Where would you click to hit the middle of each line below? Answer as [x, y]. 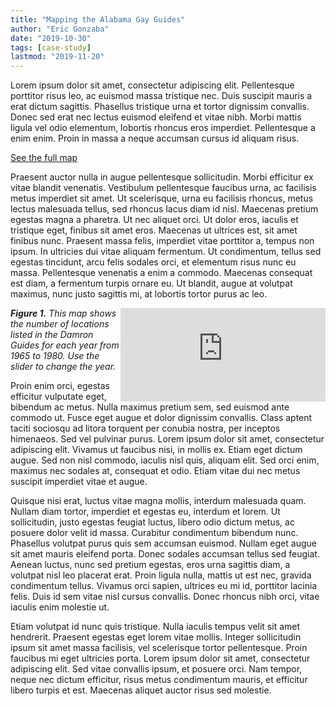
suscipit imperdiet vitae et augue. [79, 482]
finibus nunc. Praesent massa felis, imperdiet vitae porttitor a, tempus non [162, 241]
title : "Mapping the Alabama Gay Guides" [98, 19]
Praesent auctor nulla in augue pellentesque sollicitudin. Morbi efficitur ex [162, 177]
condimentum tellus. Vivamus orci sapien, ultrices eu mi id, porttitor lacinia [164, 586]
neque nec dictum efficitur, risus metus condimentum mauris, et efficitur [159, 680]
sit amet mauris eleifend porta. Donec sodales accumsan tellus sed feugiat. [165, 554]
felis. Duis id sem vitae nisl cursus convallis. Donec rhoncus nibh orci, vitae [165, 597]
